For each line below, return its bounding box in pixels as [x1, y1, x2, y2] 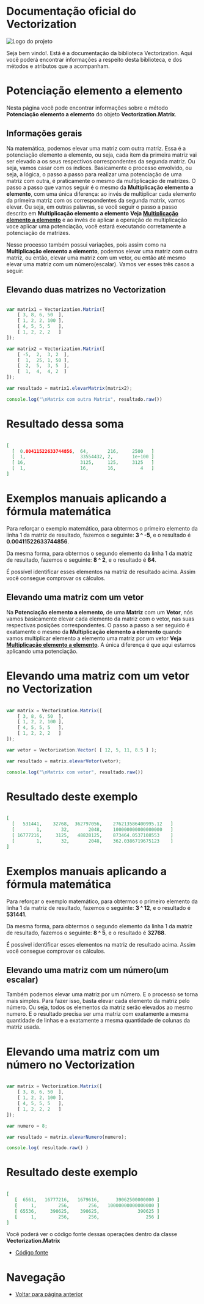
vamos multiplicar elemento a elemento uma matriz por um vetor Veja [6, 635, 182, 642]
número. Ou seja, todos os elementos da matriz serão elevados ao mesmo [6, 1004, 194, 1011]
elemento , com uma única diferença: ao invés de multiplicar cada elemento [6, 190, 197, 197]
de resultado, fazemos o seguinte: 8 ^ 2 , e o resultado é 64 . [6, 556, 157, 564]
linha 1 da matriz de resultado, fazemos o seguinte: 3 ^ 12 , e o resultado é [6, 904, 191, 911]
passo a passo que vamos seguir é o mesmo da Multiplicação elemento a [6, 184, 194, 191]
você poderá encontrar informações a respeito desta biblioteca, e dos [6, 56, 182, 63]
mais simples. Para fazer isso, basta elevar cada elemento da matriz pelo [6, 997, 190, 1005]
